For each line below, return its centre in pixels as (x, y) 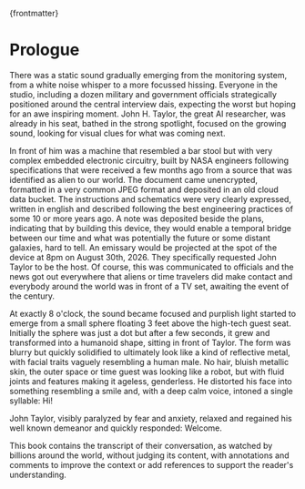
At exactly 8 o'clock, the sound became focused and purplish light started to (153, 313)
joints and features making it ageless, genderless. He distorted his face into (151, 381)
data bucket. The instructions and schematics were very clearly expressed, (150, 199)
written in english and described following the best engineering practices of (152, 209)
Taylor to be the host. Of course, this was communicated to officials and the (152, 267)
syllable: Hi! (31, 401)
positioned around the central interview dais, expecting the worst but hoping (152, 104)
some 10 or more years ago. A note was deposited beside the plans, (137, 219)
